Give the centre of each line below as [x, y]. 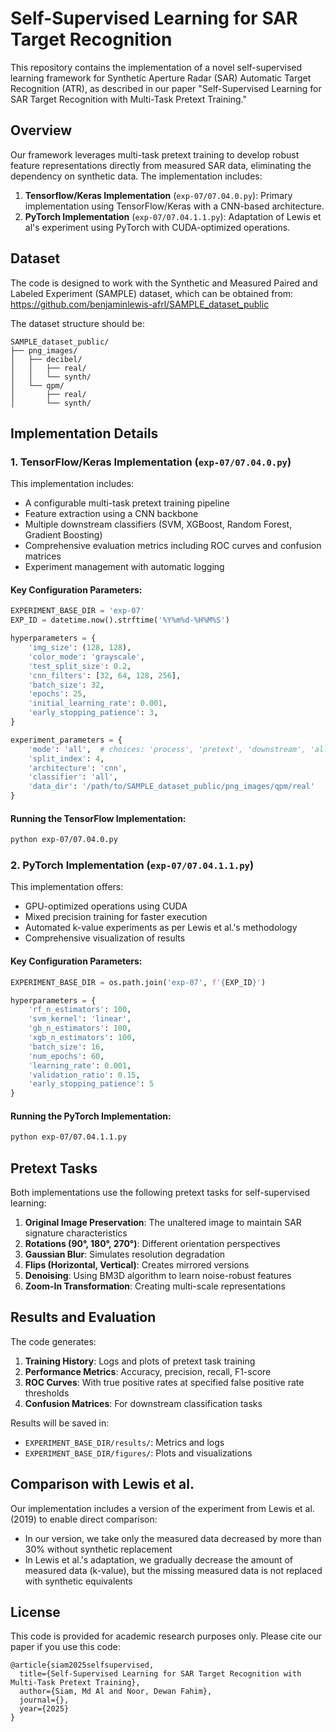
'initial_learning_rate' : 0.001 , [98, 703]
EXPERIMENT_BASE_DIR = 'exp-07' [77, 611]
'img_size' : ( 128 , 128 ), [80, 648]
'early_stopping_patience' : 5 [91, 1084]
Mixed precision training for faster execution [116, 917]
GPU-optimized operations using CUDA [106, 906]
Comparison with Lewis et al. [102, 1484]
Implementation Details [84, 433]
